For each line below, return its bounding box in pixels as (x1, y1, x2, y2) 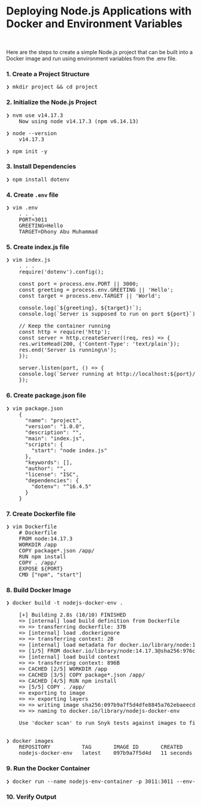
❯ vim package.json (6, 405, 63, 412)
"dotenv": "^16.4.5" (31, 483, 92, 490)
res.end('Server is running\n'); (19, 346, 117, 354)
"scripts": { (25, 441, 63, 448)
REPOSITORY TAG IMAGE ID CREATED (19, 743, 184, 751)
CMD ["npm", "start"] (19, 572, 83, 578)
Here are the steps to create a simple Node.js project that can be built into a (6, 48, 193, 55)
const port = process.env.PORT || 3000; (19, 280, 139, 288)
